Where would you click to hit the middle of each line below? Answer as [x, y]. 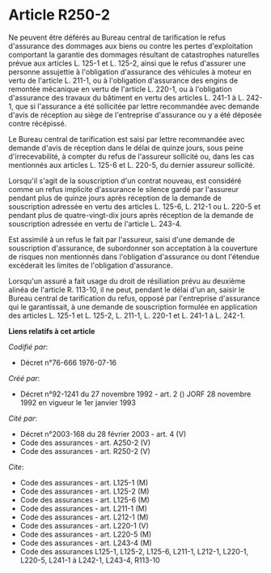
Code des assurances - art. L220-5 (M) [86, 534]
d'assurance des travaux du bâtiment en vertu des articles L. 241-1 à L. [126, 97]
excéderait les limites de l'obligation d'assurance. [91, 265]
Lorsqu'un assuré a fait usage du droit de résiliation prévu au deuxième [127, 280]
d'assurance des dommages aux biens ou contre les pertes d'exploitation [131, 45]
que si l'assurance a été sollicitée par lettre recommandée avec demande [137, 106]
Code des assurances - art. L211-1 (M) [84, 508]
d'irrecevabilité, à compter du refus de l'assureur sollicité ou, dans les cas [131, 156]
